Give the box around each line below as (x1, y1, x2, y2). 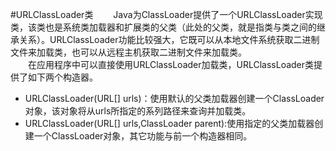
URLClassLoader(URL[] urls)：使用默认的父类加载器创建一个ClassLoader (24, 93, 325, 104)
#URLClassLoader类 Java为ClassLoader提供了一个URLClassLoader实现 (10, 9, 323, 20)
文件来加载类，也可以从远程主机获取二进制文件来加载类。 (10, 46, 247, 58)
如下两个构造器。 (27, 71, 98, 83)
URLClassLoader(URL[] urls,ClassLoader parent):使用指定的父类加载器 (24, 118, 315, 129)
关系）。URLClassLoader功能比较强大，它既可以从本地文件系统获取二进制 (18, 34, 320, 45)
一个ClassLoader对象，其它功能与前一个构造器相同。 (33, 130, 253, 142)
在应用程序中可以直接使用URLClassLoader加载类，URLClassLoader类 (28, 59, 315, 70)
